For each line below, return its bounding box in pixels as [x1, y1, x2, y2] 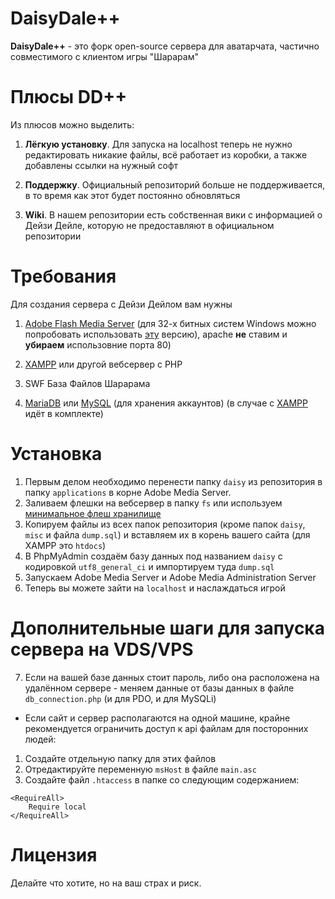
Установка [10, 443, 103, 465]
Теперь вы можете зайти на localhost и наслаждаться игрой [24, 582, 286, 594]
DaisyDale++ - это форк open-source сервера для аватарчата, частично [10, 40, 320, 52]
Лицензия [10, 843, 98, 866]
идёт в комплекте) [24, 407, 104, 419]
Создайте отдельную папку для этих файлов [24, 752, 217, 764]
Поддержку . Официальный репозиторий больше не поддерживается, [24, 178, 325, 191]
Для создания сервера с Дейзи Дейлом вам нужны [10, 298, 233, 310]
